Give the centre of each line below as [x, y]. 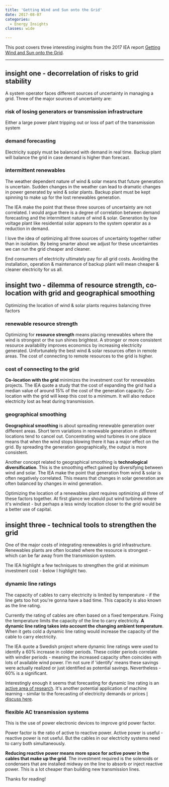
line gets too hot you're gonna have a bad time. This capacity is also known [83, 600]
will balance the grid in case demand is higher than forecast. [68, 157]
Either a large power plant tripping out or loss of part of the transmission [80, 123]
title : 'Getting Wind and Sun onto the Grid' [54, 10]
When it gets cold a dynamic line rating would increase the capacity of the [82, 631]
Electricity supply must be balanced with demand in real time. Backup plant [83, 152]
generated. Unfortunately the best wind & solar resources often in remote [81, 350]
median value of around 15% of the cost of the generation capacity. [75, 391]
